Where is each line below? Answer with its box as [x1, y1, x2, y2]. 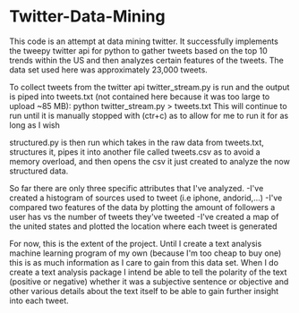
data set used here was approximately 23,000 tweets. [9, 64, 208, 75]
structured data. [9, 165, 69, 176]
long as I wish [9, 119, 60, 131]
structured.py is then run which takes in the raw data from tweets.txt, [9, 137, 264, 148]
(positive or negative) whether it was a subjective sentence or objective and [9, 275, 289, 287]
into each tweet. [9, 295, 69, 306]
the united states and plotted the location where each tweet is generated [9, 221, 278, 232]
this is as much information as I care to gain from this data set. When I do [9, 257, 279, 267]
